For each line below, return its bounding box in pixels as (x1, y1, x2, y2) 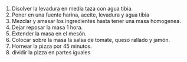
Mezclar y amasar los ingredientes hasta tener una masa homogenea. (11, 18, 181, 24)
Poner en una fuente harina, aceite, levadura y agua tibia (11, 11, 149, 18)
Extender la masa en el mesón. (11, 30, 87, 37)
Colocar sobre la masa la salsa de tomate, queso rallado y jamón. (11, 37, 170, 43)
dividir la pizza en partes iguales (11, 49, 91, 56)
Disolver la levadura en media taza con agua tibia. (11, 5, 133, 12)
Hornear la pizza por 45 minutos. (11, 43, 93, 50)
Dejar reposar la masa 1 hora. (11, 24, 83, 31)
